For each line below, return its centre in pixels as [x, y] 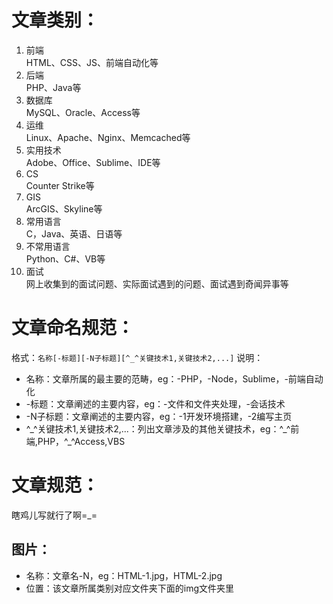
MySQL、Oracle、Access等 [83, 112]
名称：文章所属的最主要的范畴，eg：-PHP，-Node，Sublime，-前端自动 [174, 378]
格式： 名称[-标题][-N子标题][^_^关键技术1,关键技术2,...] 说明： [137, 357]
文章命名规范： [73, 328]
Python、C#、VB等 [65, 258]
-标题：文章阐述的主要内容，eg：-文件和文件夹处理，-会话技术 [155, 403]
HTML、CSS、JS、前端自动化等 [92, 62]
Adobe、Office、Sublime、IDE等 [93, 162]
